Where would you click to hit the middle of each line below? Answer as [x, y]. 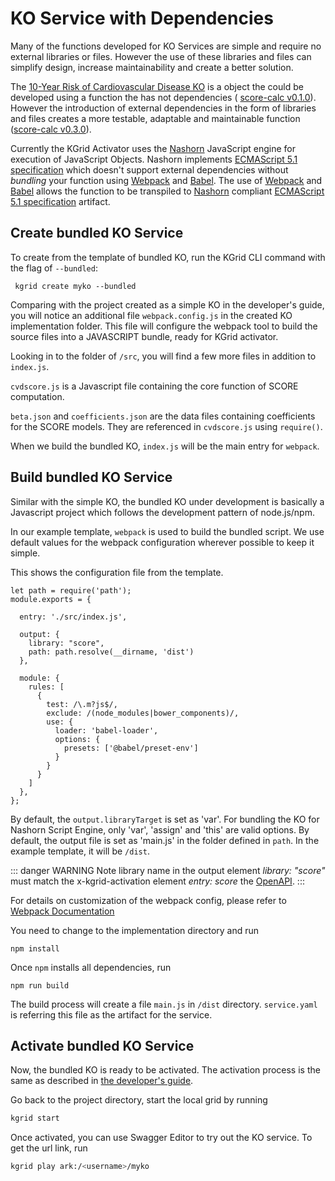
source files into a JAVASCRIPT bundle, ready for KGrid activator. [144, 336]
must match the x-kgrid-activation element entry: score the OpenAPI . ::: [157, 881]
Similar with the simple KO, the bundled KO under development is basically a [167, 501]
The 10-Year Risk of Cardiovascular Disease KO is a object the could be [157, 86]
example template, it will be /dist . [80, 851]
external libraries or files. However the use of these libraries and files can [161, 56]
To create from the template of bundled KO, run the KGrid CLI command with [168, 257]
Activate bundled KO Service [102, 1045]
